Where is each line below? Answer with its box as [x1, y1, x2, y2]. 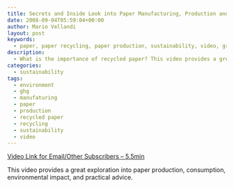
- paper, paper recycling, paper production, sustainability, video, [13, 42, 219, 49]
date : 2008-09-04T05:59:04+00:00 [7, 17, 104, 24]
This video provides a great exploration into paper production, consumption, [7, 166, 226, 174]
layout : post [7, 29, 45, 37]
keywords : [7, 36, 36, 43]
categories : [7, 62, 42, 69]
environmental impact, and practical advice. [7, 173, 134, 182]
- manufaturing [13, 95, 58, 102]
